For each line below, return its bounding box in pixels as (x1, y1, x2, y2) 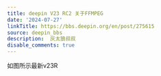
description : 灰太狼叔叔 (7, 36, 76, 42)
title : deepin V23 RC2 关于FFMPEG (7, 10, 104, 17)
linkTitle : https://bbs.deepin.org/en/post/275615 (7, 23, 155, 29)
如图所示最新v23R (7, 62, 58, 69)
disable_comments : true (7, 42, 75, 49)
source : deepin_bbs (7, 29, 63, 36)
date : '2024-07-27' (7, 16, 63, 23)
